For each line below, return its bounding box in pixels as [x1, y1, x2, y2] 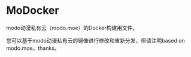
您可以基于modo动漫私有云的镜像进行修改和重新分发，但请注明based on [6, 37, 185, 44]
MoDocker [6, 4, 59, 17]
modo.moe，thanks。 [6, 44, 60, 52]
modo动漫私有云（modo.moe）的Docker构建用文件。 [6, 24, 138, 31]
